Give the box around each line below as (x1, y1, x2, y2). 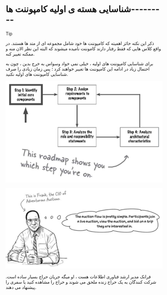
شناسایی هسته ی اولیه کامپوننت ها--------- (5, 3, 160, 25)
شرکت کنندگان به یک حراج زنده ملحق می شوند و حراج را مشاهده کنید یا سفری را (5, 279, 157, 285)
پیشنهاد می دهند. (5, 285, 37, 291)
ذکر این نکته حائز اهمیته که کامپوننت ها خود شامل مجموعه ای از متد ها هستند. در (5, 40, 154, 46)
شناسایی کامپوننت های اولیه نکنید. (5, 71, 69, 77)
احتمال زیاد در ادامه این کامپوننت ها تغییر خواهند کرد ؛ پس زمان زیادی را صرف (5, 66, 150, 72)
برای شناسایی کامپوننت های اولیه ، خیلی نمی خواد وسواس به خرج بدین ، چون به (5, 60, 154, 66)
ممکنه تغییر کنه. (5, 51, 35, 57)
